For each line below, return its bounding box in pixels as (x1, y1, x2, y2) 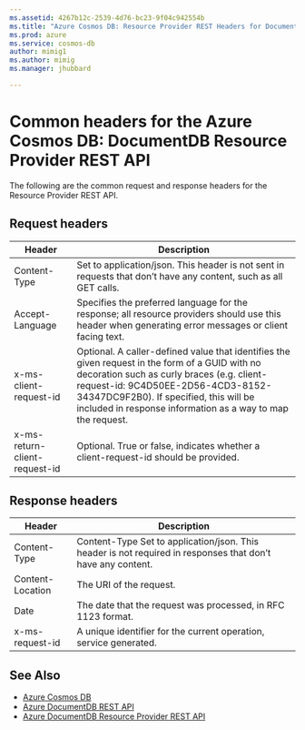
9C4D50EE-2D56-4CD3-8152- (127, 379, 272, 391)
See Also (9, 667, 61, 683)
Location (14, 584, 52, 597)
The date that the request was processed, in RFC (76, 599, 285, 612)
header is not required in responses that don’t (76, 547, 271, 560)
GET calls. (76, 281, 120, 294)
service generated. (76, 636, 157, 649)
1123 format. (76, 611, 134, 624)
